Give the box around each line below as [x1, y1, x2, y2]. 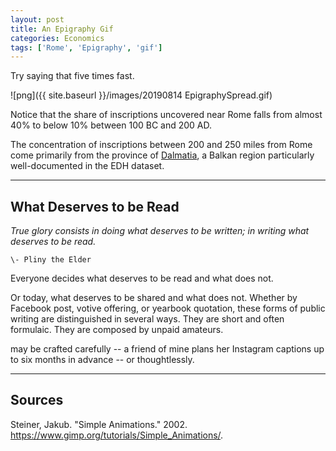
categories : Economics [10, 33, 105, 43]
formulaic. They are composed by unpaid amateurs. [10, 324, 224, 336]
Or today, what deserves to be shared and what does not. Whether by [10, 292, 298, 304]
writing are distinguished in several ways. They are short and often [10, 313, 285, 325]
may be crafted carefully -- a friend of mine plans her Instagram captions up [10, 343, 325, 355]
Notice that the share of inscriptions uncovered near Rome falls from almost [10, 109, 323, 121]
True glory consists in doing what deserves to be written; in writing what [10, 225, 310, 237]
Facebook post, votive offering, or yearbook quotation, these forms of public [10, 302, 326, 315]
